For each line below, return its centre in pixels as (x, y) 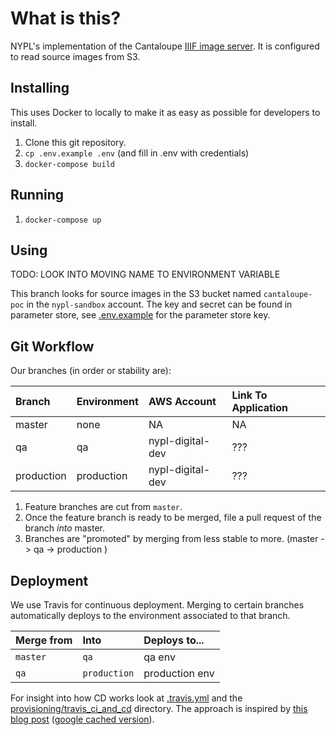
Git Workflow (52, 346)
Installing (40, 88)
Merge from (44, 640)
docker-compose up (63, 220)
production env (179, 673)
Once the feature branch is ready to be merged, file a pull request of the (173, 518)
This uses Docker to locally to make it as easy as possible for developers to (165, 112)
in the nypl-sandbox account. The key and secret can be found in (159, 304)
